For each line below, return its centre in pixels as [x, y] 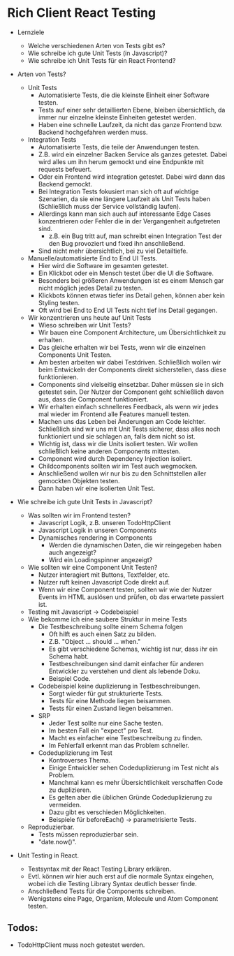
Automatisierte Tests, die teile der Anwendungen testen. [119, 147]
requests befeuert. [65, 169]
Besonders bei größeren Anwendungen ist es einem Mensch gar [131, 280]
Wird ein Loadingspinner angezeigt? [101, 559]
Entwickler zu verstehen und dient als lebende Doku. [124, 671]
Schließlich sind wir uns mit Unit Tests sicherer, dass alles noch [129, 429]
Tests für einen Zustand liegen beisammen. [111, 708]
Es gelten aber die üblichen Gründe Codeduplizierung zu [130, 797]
